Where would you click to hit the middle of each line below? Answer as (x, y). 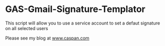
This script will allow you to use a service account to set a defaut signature (82, 23)
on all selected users (27, 28)
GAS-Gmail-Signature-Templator (75, 9)
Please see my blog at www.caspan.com (47, 38)
